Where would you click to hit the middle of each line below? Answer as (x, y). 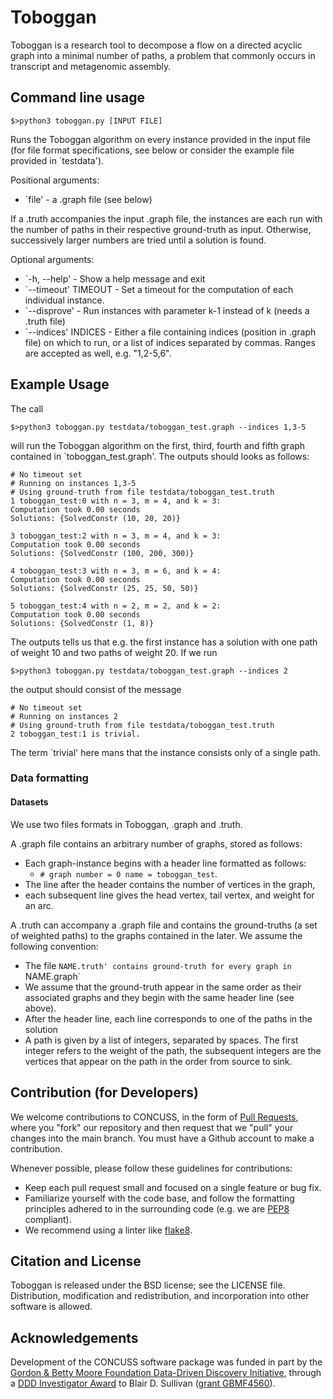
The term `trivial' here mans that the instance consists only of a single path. (166, 752)
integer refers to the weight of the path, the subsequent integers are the (173, 1050)
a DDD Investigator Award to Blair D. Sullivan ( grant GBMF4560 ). (143, 1383)
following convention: (54, 946)
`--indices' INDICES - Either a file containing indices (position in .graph (170, 332)
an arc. (39, 905)
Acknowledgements (74, 1337)
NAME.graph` (53, 976)
